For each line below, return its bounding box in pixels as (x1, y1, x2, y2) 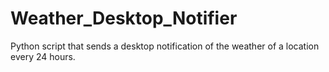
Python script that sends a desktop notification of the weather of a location (10, 40, 320, 52)
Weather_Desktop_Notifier (10, 7, 238, 30)
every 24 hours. (10, 50, 76, 62)
